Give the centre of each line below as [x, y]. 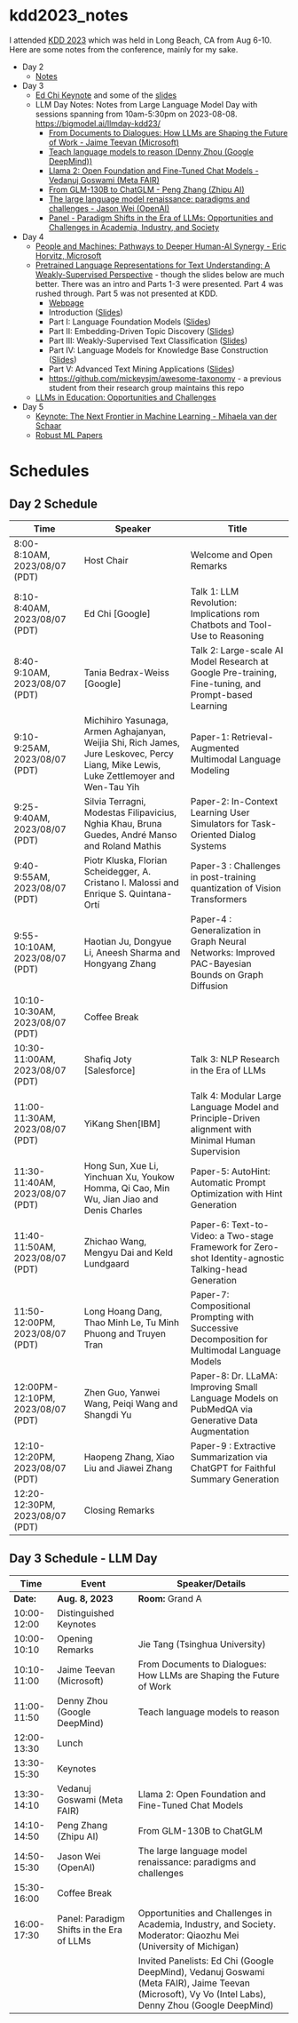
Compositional [220, 1306]
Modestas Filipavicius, [130, 812]
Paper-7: [210, 1294]
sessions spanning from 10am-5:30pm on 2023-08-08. [136, 114]
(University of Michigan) [188, 1946]
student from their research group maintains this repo [146, 388]
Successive [215, 1328]
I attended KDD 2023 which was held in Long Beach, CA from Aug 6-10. [141, 40]
